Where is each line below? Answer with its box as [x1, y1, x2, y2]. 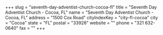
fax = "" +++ [19, 25, 46, 31]
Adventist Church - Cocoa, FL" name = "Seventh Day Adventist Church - [5, 9, 154, 15]
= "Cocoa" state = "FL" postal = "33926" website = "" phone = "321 [5, 20, 144, 26]
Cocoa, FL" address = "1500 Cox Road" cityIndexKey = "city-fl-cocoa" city [5, 15, 158, 20]
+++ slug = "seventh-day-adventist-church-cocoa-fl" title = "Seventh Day [5, 4, 157, 10]
